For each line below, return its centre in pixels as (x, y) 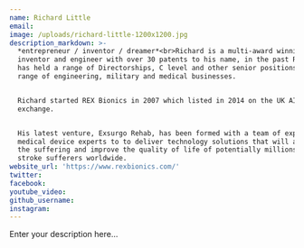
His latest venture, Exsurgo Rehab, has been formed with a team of (149, 133)
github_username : (42, 200)
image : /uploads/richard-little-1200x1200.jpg (99, 34)
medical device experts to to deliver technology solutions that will (153, 142)
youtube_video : (38, 192)
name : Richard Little (50, 18)
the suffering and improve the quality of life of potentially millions (157, 150)
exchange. (36, 109)
